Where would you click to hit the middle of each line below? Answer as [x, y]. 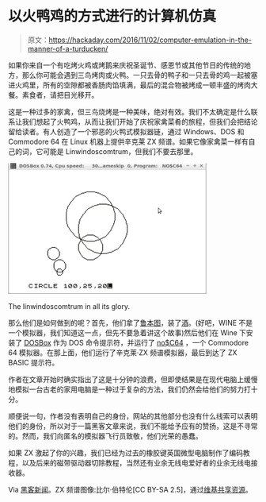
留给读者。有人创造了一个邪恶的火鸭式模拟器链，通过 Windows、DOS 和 [126, 131]
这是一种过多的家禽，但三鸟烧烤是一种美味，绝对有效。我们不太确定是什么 [129, 111]
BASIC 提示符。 [34, 362]
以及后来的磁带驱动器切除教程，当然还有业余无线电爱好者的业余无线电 [136, 462]
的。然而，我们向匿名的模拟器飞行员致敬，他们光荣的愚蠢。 [105, 436]
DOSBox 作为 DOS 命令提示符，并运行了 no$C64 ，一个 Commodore [136, 342]
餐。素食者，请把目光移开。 [53, 95]
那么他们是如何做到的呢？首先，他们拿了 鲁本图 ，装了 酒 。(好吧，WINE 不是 [131, 322]
